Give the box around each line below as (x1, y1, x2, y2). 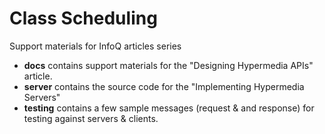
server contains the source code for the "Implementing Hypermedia (23, 80, 305, 92)
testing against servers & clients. (23, 112, 159, 124)
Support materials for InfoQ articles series (9, 40, 182, 52)
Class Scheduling (9, 7, 158, 30)
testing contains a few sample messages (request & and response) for (23, 102, 315, 114)
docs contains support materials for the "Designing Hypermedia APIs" (23, 59, 314, 71)
